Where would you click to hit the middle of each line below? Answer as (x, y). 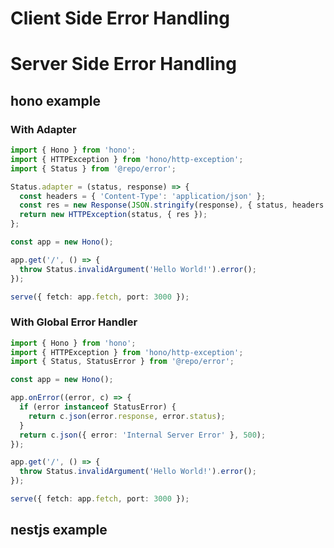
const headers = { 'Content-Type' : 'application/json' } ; (143, 196)
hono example (55, 100)
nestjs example (59, 530)
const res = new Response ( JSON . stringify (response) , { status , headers (172, 205)
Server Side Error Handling (123, 64)
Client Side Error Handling (120, 18)
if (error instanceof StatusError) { (98, 407)
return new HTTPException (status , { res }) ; (113, 215)
